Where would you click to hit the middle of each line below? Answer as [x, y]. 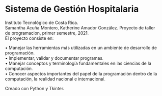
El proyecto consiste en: [29, 38]
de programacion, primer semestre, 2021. [47, 33]
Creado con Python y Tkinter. [35, 88]
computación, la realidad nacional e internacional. [55, 79]
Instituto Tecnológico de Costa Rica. [42, 23]
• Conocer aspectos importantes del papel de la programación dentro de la [81, 73]
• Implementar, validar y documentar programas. [54, 58]
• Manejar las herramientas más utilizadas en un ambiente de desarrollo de [81, 48]
